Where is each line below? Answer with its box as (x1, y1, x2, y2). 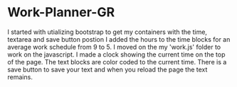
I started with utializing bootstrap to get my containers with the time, (7, 28, 208, 36)
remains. (7, 72, 33, 81)
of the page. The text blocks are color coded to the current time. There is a (7, 57, 227, 66)
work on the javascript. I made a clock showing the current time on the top (7, 50, 226, 59)
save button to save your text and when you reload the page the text (7, 65, 208, 74)
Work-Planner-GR (7, 4, 115, 21)
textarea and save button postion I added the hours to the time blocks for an (7, 35, 231, 43)
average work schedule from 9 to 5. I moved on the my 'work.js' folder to (7, 42, 221, 51)
